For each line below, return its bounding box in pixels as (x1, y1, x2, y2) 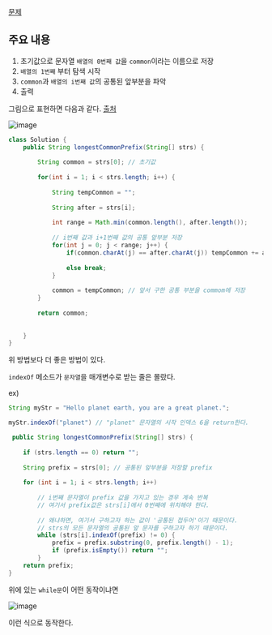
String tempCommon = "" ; (51, 188, 136, 196)
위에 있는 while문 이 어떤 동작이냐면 (8, 585, 119, 594)
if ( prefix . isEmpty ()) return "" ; (51, 547, 168, 555)
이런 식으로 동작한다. (8, 617, 74, 627)
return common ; (37, 309, 89, 317)
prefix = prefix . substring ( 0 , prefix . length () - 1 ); (51, 538, 234, 547)
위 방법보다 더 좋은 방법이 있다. (8, 355, 106, 365)
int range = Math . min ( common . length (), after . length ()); (51, 218, 249, 227)
